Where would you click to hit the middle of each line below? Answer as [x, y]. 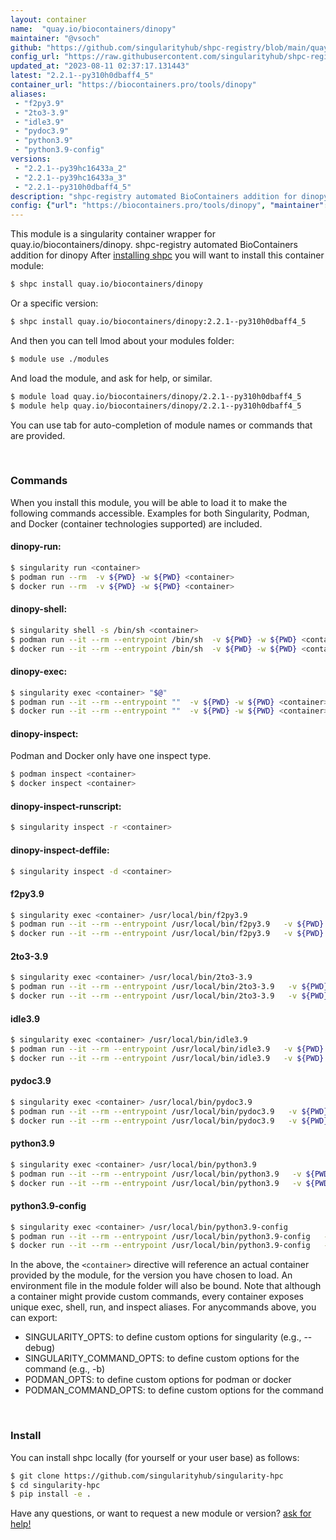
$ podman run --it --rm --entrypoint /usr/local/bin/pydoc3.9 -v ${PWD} [169, 1111]
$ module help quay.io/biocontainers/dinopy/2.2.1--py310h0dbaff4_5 [156, 406]
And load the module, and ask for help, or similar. [111, 378]
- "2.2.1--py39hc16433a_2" [71, 168]
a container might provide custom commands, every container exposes [157, 1297]
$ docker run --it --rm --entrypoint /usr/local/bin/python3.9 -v [156, 1183]
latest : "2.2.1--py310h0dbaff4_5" [82, 76]
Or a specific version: [54, 303]
